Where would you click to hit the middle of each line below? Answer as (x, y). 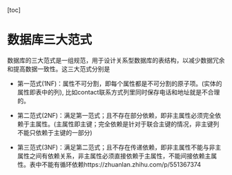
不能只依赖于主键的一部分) (55, 132)
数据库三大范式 (50, 40)
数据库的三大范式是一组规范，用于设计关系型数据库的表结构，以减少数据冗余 (116, 60)
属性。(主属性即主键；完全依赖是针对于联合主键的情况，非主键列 (127, 124)
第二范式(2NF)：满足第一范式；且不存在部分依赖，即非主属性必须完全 (116, 115)
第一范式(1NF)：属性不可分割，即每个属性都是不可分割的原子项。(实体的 (119, 83)
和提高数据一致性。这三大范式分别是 (59, 69)
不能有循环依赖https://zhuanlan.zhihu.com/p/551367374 (121, 164)
